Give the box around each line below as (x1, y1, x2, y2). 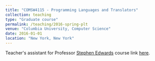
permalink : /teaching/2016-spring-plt (5, 21, 88, 27)
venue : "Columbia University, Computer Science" (5, 26, 111, 32)
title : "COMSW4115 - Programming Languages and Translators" (5, 7, 139, 13)
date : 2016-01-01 (5, 31, 42, 36)
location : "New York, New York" (5, 36, 74, 41)
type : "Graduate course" (5, 17, 58, 22)
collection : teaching (5, 12, 52, 17)
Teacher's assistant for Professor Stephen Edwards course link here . (5, 49, 150, 56)
